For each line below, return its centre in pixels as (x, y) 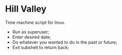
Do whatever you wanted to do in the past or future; (65, 42)
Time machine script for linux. (35, 22)
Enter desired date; (31, 37)
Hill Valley (26, 9)
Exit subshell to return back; (41, 47)
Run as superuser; (31, 32)
